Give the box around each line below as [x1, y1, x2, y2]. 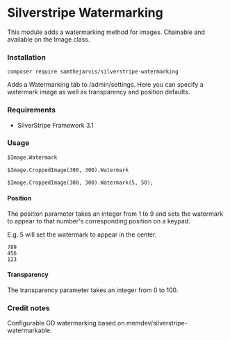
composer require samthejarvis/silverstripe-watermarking [7, 68, 179, 76]
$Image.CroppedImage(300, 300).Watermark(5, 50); [7, 179, 154, 186]
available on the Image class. [7, 35, 90, 43]
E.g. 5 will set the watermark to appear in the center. [7, 230, 157, 239]
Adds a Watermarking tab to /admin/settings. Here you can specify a [7, 80, 204, 89]
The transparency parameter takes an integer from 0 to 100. [7, 286, 179, 294]
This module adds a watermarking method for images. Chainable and [7, 28, 205, 36]
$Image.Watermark [7, 154, 58, 161]
